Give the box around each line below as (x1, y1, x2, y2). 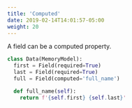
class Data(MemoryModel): (7, 56, 82, 63)
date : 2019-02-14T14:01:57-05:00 (7, 17, 105, 24)
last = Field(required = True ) (13, 69, 98, 76)
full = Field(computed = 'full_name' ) (13, 75, 120, 82)
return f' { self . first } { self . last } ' (20, 94, 127, 101)
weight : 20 (7, 23, 39, 30)
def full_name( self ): (13, 88, 77, 95)
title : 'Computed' (7, 10, 61, 17)
